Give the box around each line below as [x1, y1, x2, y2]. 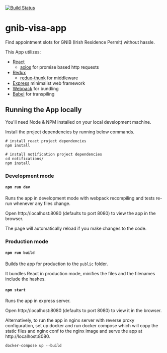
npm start [5, 287, 26, 292]
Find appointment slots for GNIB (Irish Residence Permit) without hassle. [5, 39, 155, 45]
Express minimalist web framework [12, 80, 86, 86]
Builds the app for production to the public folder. [5, 261, 108, 267]
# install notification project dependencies [5, 152, 102, 157]
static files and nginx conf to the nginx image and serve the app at [5, 328, 142, 334]
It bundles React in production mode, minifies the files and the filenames [5, 271, 155, 276]
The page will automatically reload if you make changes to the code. [5, 225, 147, 231]
